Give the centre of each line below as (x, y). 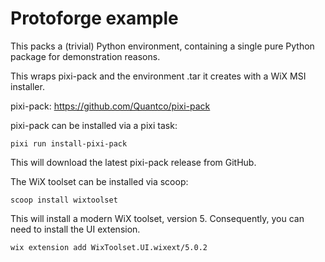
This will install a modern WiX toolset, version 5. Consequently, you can (157, 218)
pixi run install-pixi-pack (69, 143)
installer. (27, 86)
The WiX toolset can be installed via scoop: (99, 181)
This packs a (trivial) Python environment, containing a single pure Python (162, 46)
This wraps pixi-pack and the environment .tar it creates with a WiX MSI (158, 76)
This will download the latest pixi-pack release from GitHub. (133, 162)
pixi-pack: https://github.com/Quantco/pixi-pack (110, 106)
